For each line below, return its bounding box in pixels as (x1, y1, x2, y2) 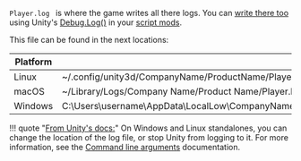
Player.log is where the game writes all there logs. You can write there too (9, 8, 289, 18)
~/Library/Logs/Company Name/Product (61, 85, 232, 97)
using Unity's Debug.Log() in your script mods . (9, 17, 183, 28)
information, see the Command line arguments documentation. (9, 142, 240, 152)
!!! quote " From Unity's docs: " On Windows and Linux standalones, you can (9, 123, 288, 133)
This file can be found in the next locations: (9, 35, 169, 45)
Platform (14, 55, 53, 68)
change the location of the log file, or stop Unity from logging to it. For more (9, 132, 289, 142)
